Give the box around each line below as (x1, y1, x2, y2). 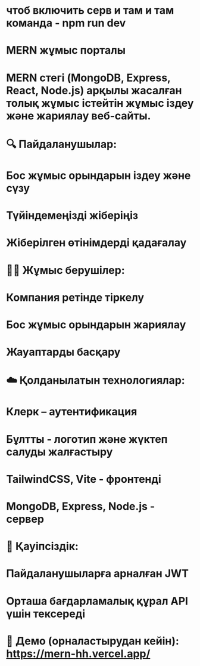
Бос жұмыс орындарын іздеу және (6, 168, 191, 182)
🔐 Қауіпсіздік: (6, 539, 79, 553)
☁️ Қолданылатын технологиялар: (6, 374, 186, 387)
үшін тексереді (6, 607, 86, 621)
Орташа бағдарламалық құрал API (6, 594, 189, 608)
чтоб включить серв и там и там (6, 4, 174, 17)
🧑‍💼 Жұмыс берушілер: (6, 263, 125, 277)
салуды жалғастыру (6, 445, 113, 458)
